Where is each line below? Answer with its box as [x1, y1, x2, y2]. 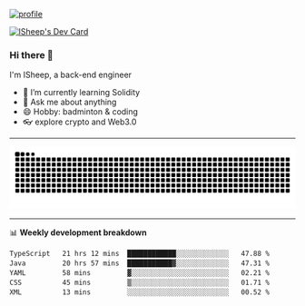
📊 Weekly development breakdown [9, 227, 147, 238]
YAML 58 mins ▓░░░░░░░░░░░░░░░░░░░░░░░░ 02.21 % [9, 268, 271, 277]
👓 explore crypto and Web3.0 [22, 116, 137, 127]
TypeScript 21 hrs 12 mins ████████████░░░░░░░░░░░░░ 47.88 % [9, 250, 271, 259]
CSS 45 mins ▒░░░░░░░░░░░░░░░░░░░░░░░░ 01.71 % [9, 278, 271, 287]
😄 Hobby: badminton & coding [22, 106, 139, 117]
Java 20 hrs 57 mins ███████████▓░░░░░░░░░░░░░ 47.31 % [9, 259, 271, 268]
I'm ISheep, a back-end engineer [9, 69, 133, 81]
